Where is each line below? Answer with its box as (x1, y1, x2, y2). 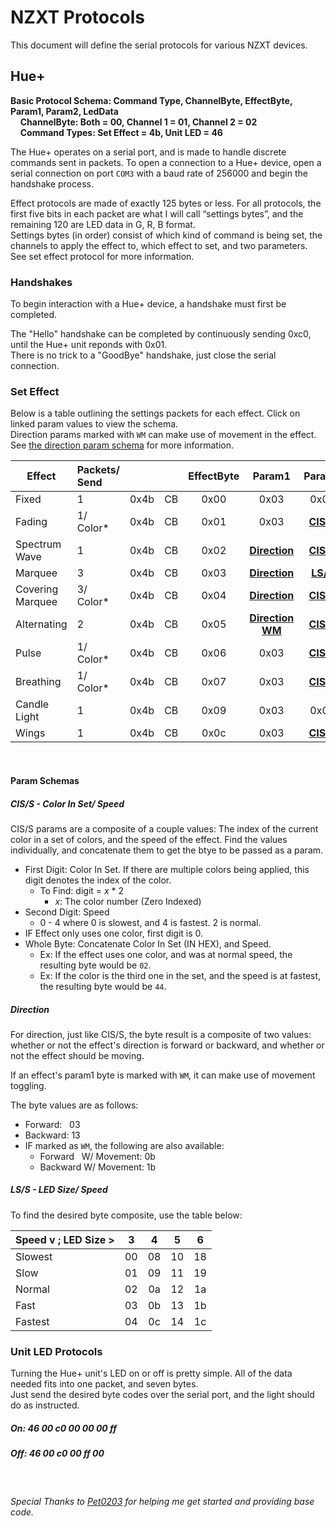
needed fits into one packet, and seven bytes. (10, 1378, 199, 1390)
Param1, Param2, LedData (10, 105, 119, 117)
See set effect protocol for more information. (10, 250, 195, 262)
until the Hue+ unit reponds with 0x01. (10, 339, 168, 351)
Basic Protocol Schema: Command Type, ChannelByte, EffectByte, (10, 94, 293, 106)
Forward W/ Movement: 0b (39, 1150, 156, 1162)
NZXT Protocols (10, 6, 145, 29)
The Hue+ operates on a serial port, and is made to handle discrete (10, 146, 287, 158)
